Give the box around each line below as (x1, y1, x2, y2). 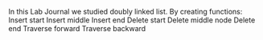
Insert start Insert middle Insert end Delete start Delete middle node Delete (8, 15, 256, 25)
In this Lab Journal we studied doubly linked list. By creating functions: (8, 7, 243, 16)
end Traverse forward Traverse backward (8, 24, 146, 33)
